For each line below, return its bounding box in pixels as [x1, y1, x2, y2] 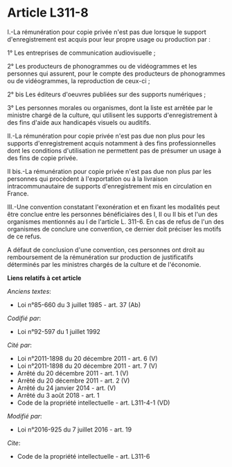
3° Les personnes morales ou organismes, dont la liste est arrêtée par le [7, 103, 213, 112]
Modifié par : [7, 412, 43, 420]
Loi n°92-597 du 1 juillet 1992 [17, 327, 100, 335]
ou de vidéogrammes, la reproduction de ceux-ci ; [7, 76, 150, 85]
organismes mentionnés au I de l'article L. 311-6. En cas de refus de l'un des [7, 217, 224, 226]
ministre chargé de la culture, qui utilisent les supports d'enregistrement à [7, 111, 218, 119]
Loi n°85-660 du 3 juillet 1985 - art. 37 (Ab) [17, 300, 141, 309]
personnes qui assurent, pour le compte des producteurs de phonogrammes [7, 69, 226, 78]
